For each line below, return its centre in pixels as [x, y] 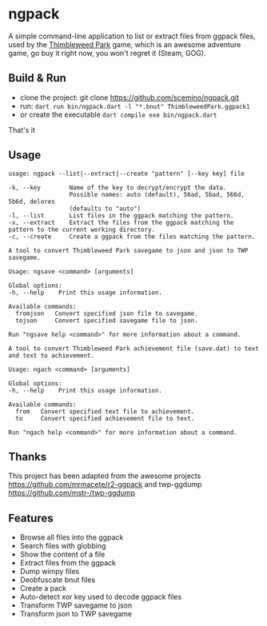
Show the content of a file [62, 554]
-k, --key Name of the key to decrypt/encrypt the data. [118, 187]
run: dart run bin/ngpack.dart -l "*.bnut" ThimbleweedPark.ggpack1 [135, 106]
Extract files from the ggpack [68, 563]
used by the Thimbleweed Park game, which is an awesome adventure [125, 44]
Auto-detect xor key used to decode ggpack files [101, 597]
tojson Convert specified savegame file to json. [107, 321]
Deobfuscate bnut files [58, 580]
